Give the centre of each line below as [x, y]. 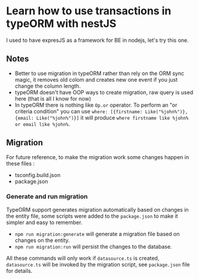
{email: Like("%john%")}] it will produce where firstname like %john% [102, 117]
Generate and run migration [47, 197]
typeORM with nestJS [61, 24]
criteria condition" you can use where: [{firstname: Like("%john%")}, [101, 111]
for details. [19, 271]
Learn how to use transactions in [89, 11]
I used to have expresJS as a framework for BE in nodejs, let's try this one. [97, 40]
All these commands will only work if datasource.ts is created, [83, 258]
